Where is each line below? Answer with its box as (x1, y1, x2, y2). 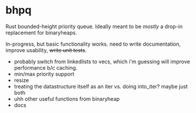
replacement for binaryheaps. (5, 29, 77, 36)
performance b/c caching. (13, 64, 77, 71)
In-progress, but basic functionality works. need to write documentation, (5, 40, 181, 47)
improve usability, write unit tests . (5, 46, 87, 53)
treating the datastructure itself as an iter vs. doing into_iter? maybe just (13, 83, 188, 90)
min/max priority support (13, 70, 75, 77)
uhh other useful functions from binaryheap (13, 95, 120, 102)
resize (13, 77, 29, 84)
